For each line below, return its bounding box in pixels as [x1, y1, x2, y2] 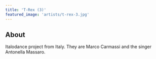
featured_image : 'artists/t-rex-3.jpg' [5, 12, 90, 17]
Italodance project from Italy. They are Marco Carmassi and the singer [5, 43, 152, 50]
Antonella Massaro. [5, 49, 46, 55]
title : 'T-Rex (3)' [5, 7, 47, 12]
